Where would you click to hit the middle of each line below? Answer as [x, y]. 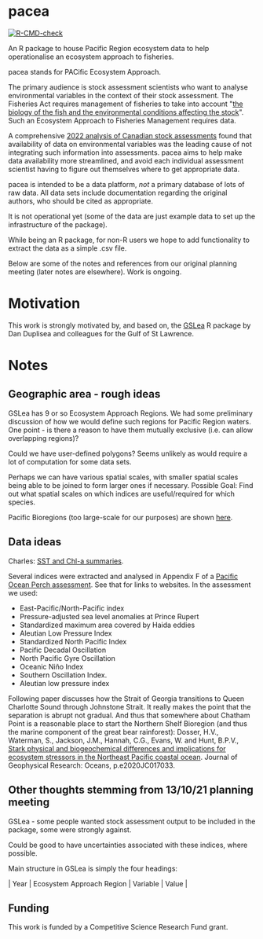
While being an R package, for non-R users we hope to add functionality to [129, 240]
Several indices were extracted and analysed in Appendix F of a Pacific [123, 576]
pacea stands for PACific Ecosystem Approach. [85, 72]
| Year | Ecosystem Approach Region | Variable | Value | [98, 883]
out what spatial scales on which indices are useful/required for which [122, 493]
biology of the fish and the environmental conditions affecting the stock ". [126, 112]
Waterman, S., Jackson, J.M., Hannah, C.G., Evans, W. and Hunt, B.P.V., [124, 740]
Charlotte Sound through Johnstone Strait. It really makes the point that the [130, 706]
